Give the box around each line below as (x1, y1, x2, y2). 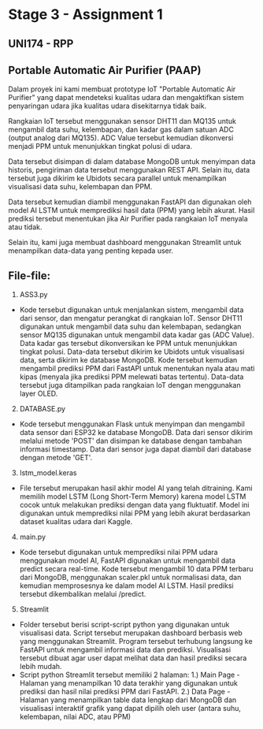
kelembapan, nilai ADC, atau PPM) (19, 712, 131, 722)
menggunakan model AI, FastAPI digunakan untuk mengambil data (19, 556, 236, 565)
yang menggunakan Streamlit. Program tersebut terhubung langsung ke (19, 637, 254, 646)
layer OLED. (19, 389, 58, 399)
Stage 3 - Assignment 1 (8, 6, 163, 24)
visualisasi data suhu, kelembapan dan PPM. (8, 182, 153, 192)
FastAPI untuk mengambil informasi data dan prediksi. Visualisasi (19, 645, 231, 655)
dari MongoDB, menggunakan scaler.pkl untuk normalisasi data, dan (19, 573, 242, 582)
